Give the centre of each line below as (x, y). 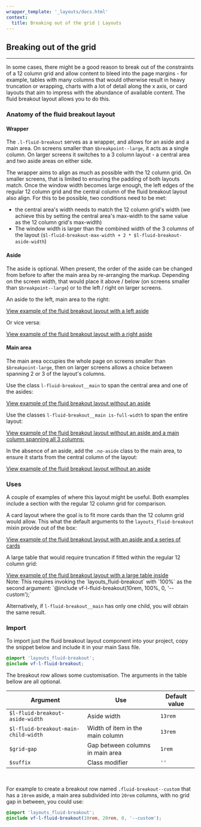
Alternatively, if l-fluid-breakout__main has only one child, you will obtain (97, 606)
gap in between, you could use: (45, 802)
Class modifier (107, 762)
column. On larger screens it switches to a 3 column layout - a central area (98, 155)
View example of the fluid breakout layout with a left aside (78, 311)
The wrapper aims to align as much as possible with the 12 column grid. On (99, 173)
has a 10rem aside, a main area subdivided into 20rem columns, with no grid (98, 795)
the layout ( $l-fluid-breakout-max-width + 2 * (73, 235)
